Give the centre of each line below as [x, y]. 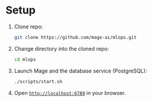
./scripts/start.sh [38, 81]
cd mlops [25, 60]
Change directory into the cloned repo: [61, 48]
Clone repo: [28, 27]
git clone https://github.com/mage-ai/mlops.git [75, 37]
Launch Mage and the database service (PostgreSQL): [81, 71]
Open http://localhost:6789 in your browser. [70, 93]
